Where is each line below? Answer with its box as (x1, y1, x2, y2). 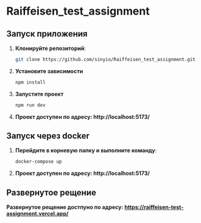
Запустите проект (15, 90, 64, 97)
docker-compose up (15, 158, 62, 165)
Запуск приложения (6, 29, 88, 39)
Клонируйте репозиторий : (15, 44, 86, 52)
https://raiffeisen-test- (124, 204, 184, 211)
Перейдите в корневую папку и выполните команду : (15, 147, 157, 154)
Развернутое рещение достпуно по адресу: (6, 204, 124, 211)
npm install (15, 79, 46, 85)
